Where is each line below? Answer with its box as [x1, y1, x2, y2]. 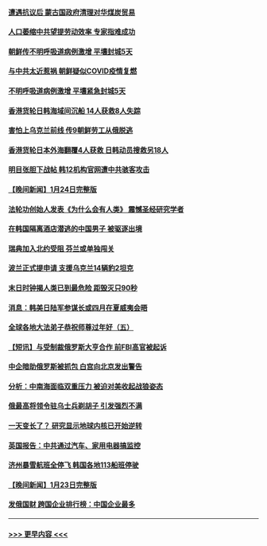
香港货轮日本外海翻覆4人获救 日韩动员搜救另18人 [8, 145, 168, 154]
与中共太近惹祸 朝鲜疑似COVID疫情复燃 [8, 66, 137, 76]
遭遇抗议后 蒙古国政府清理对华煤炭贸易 [8, 7, 136, 17]
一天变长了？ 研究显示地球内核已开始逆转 [8, 421, 143, 431]
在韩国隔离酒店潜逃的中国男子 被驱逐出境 [8, 224, 143, 234]
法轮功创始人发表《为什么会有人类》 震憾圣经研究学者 [8, 204, 184, 214]
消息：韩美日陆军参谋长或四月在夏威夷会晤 [8, 302, 148, 312]
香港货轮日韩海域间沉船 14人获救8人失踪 [8, 106, 141, 115]
